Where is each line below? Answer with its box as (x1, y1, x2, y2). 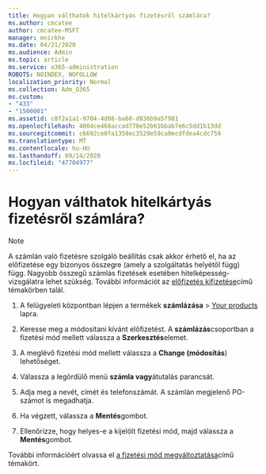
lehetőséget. (19, 357, 61, 366)
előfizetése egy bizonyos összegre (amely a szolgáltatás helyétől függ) (8, 260, 240, 269)
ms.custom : (8, 93, 44, 101)
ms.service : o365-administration (8, 63, 119, 71)
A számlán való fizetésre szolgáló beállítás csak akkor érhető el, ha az (8, 251, 237, 262)
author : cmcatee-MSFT (8, 26, 80, 34)
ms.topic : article (8, 56, 69, 64)
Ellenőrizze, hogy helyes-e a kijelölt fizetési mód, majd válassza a (19, 426, 234, 436)
